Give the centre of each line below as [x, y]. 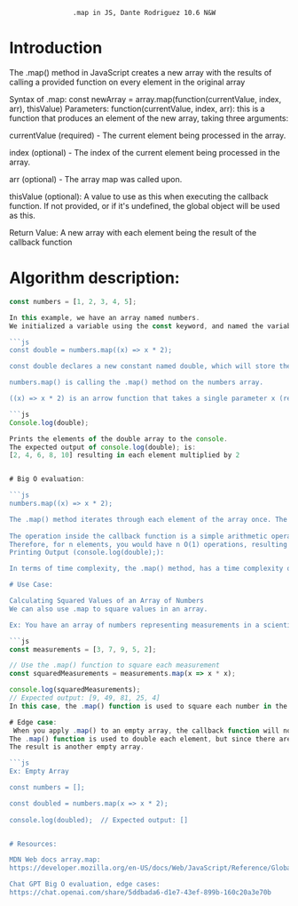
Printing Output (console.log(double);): [87, 553]
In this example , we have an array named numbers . [105, 317]
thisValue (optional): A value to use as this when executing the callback [139, 196]
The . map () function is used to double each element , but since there [142, 739]
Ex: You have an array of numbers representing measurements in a [134, 625]
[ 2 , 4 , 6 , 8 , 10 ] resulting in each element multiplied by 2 [125, 455]
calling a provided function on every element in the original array [127, 82]
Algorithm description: [94, 278]
